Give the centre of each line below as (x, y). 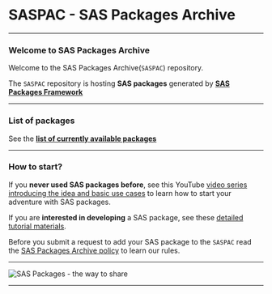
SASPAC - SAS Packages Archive (122, 15)
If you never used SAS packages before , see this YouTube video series (128, 185)
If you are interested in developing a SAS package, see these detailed (126, 217)
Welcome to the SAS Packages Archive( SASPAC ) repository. (106, 68)
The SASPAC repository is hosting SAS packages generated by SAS (119, 83)
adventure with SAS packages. (60, 202)
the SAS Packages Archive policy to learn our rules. (94, 250)
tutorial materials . (37, 226)
